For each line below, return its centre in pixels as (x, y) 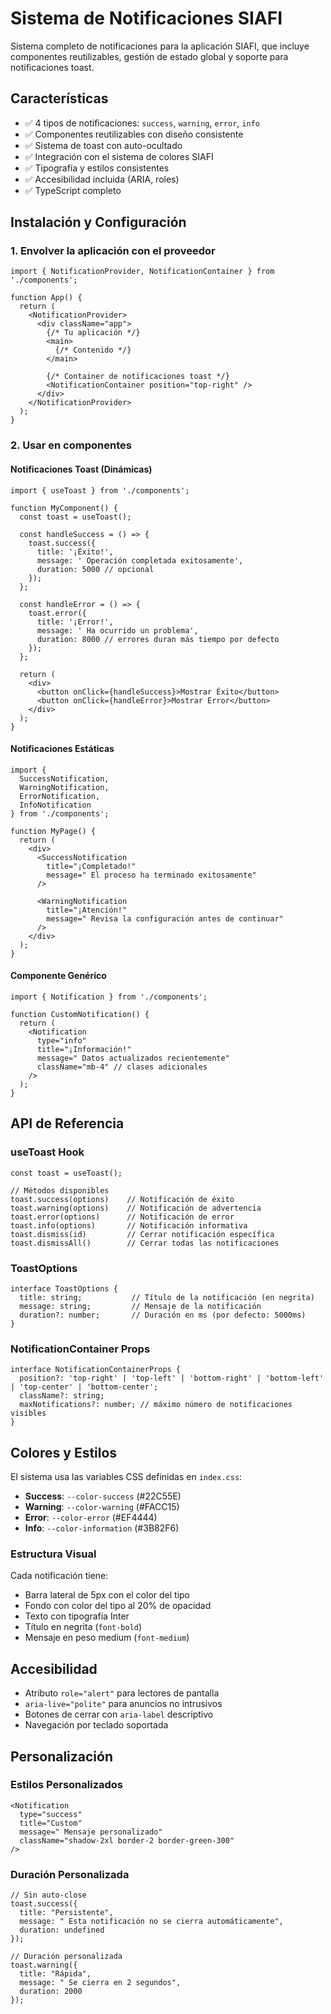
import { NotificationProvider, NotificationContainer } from (142, 272)
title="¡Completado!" (91, 866)
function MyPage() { (53, 831)
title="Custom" (51, 1823)
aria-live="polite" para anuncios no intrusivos (123, 1704)
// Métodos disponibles (60, 1190)
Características (59, 98)
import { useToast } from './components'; (100, 490)
